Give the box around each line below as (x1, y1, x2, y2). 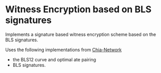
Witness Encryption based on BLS (5, 4, 152, 15)
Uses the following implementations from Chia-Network (5, 46, 122, 53)
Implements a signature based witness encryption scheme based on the (5, 31, 156, 37)
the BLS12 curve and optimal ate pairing (12, 56, 96, 62)
